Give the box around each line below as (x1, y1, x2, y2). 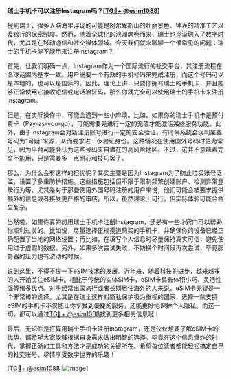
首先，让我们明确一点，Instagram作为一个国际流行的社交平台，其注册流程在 (7, 62, 222, 70)
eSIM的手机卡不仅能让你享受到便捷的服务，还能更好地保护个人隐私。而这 (7, 301, 214, 309)
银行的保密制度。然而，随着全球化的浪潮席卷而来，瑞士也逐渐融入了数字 (12, 30, 218, 38)
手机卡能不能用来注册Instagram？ (19, 48, 114, 55)
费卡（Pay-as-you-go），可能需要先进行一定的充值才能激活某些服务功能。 (7, 120, 216, 127)
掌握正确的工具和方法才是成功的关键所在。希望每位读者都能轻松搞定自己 (19, 342, 224, 350)
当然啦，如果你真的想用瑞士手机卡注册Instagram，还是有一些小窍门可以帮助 (7, 218, 222, 226)
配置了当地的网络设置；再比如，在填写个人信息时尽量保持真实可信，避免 (12, 235, 218, 243)
